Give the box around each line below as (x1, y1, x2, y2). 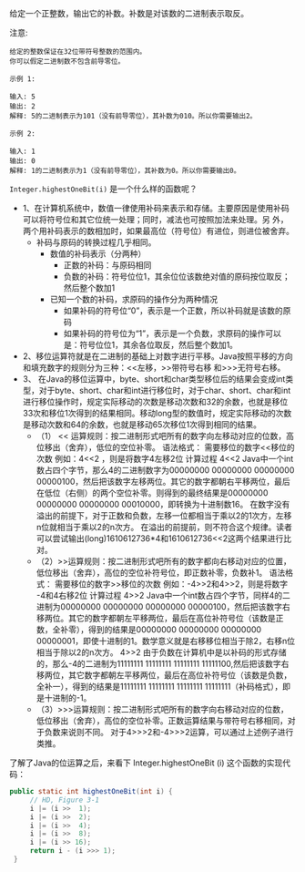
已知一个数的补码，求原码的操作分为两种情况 (49, 294, 219, 304)
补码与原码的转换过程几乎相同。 (36, 237, 157, 248)
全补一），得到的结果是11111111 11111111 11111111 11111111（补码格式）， (36, 682, 283, 692)
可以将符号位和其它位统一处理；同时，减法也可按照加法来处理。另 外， (22, 214, 289, 225)
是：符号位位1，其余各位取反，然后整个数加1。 (63, 340, 239, 350)
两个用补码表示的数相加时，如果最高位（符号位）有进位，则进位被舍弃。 (22, 226, 294, 236)
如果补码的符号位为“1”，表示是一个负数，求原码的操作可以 (63, 328, 282, 339)
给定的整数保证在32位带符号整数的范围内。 (9, 47, 147, 56)
